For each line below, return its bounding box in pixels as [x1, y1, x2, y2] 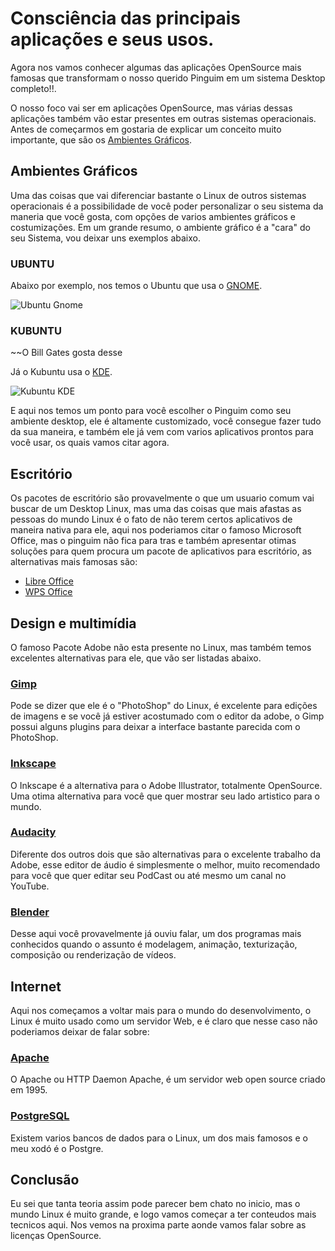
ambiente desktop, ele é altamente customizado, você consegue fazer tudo [10, 415, 322, 427]
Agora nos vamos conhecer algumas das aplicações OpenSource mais [10, 61, 302, 73]
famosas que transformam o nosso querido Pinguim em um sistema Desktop [10, 72, 326, 84]
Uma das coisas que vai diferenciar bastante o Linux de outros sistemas [10, 189, 307, 201]
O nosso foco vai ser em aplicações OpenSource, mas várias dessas [10, 102, 293, 114]
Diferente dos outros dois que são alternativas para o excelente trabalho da [10, 848, 322, 860]
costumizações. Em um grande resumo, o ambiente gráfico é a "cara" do [10, 221, 311, 233]
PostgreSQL [10, 1109, 70, 1123]
